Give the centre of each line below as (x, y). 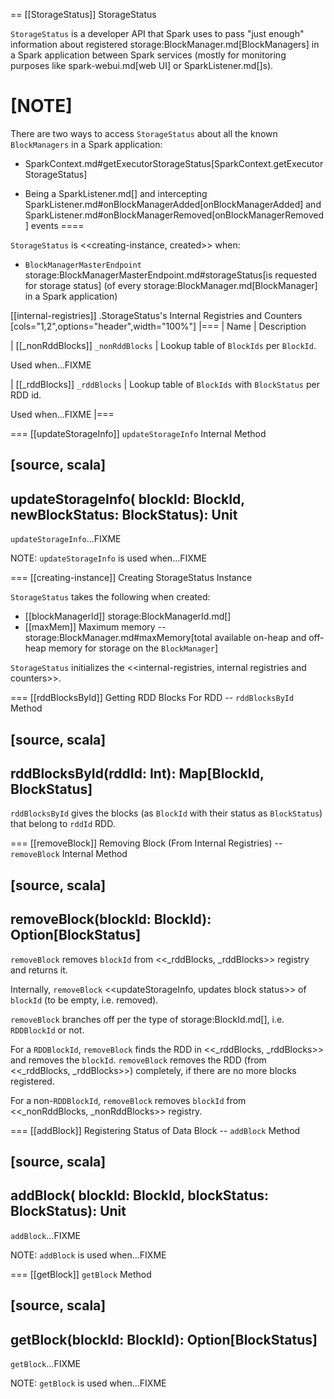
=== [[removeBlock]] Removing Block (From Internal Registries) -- (146, 843)
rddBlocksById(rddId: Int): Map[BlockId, (137, 773)
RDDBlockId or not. (47, 1030)
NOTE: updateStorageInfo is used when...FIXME (108, 558)
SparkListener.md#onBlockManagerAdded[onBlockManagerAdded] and (173, 204)
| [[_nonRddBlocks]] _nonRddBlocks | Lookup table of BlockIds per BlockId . (163, 345)
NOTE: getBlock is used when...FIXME (88, 1383)
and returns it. (39, 970)
